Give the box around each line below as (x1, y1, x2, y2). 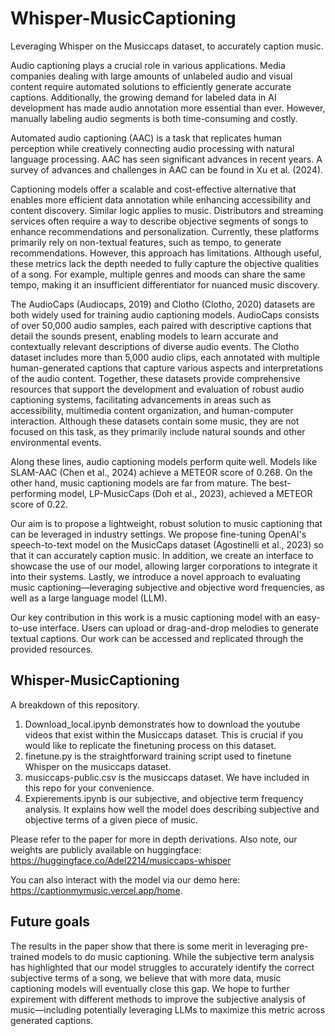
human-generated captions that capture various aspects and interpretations (10, 362, 324, 374)
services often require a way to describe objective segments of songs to (10, 215, 309, 227)
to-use (10, 622, 38, 634)
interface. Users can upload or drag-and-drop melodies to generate (39, 622, 320, 634)
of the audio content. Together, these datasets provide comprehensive (10, 372, 301, 384)
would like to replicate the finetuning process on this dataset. (24, 739, 277, 751)
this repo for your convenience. (24, 782, 155, 794)
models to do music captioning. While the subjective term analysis (41, 950, 315, 962)
